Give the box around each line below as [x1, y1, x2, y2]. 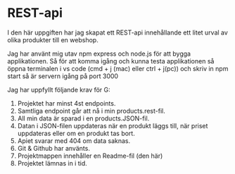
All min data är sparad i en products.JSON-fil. [17, 114, 150, 123]
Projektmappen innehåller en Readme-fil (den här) [17, 151, 163, 160]
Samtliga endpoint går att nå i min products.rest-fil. [17, 106, 165, 115]
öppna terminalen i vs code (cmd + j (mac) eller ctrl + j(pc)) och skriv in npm [7, 64, 229, 73]
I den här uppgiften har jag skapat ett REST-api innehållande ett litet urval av [7, 28, 229, 37]
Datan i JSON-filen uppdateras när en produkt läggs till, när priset [17, 121, 208, 130]
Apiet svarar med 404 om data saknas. [17, 136, 131, 145]
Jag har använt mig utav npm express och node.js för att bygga [7, 49, 191, 58]
